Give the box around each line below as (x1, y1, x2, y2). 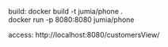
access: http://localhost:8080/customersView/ (8, 31, 160, 39)
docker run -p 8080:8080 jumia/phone (8, 15, 135, 24)
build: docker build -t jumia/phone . (8, 7, 123, 16)
